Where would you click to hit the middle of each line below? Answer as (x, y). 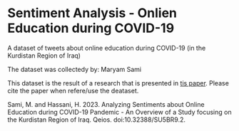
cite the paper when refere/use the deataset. (73, 90)
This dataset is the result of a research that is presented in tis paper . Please (118, 83)
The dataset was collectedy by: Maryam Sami (74, 69)
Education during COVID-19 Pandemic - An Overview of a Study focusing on (119, 112)
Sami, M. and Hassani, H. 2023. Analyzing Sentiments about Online (106, 104)
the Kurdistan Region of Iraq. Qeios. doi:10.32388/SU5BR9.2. (97, 120)
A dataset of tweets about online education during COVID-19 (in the (107, 48)
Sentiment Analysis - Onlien (92, 13)
